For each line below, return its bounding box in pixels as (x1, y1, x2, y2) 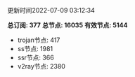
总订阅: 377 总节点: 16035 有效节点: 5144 (7, 21, 128, 29)
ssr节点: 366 (17, 53, 54, 62)
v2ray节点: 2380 (17, 62, 65, 70)
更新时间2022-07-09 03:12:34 (7, 6, 95, 14)
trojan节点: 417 (17, 36, 60, 44)
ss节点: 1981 (17, 45, 53, 52)
